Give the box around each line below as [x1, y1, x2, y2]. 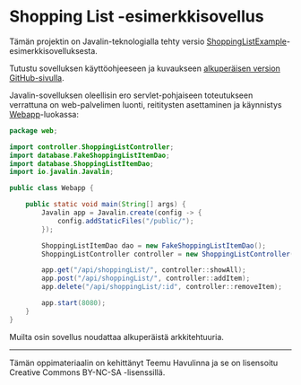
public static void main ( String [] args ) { [25, 200, 186, 209]
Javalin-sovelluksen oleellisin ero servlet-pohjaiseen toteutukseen [9, 90, 254, 101]
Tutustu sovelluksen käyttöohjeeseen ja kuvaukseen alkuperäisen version [9, 63, 280, 74]
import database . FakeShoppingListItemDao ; [9, 151, 170, 160]
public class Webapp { [9, 184, 94, 193]
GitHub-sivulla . [9, 72, 64, 83]
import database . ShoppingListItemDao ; [9, 159, 154, 168]
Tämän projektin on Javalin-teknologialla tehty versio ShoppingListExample [9, 36, 287, 47]
